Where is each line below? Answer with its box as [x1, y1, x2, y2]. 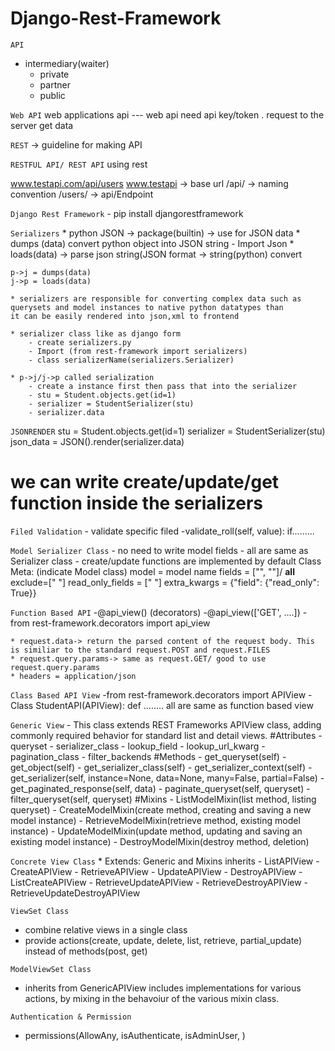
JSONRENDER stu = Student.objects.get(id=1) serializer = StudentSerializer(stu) [10, 425, 326, 437]
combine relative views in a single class [24, 923, 188, 936]
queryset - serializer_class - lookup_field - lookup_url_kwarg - [10, 740, 266, 752]
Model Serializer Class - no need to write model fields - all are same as [10, 544, 309, 556]
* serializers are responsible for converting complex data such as [10, 293, 302, 304]
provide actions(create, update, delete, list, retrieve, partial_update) [24, 934, 303, 946]
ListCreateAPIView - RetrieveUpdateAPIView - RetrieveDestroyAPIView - [10, 876, 309, 888]
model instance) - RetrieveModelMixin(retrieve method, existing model [10, 814, 301, 826]
